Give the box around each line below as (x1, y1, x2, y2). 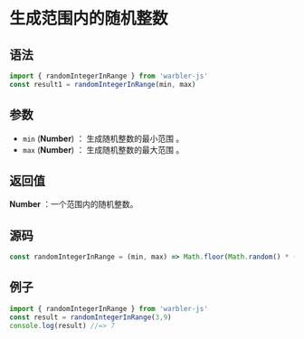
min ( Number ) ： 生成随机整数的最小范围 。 (22, 133, 185, 144)
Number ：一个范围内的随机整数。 (9, 199, 138, 210)
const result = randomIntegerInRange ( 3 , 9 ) (9, 313, 172, 322)
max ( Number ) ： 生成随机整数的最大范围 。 (22, 144, 185, 155)
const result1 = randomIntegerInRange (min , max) (9, 80, 196, 89)
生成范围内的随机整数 (9, 8, 169, 29)
